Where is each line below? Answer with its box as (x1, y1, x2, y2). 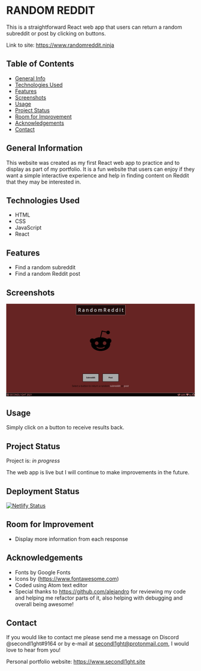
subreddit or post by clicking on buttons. (6, 29, 106, 37)
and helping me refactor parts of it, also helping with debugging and (14, 594, 183, 601)
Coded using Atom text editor (14, 581, 88, 588)
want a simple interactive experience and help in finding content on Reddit (6, 171, 190, 179)
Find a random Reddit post (14, 270, 81, 278)
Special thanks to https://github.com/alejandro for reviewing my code (14, 588, 186, 595)
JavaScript (14, 224, 42, 231)
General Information (6, 143, 83, 154)
